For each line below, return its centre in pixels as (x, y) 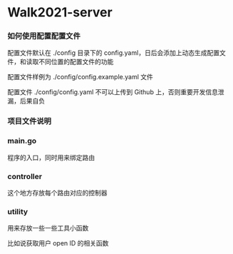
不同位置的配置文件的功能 (76, 62)
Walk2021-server (60, 12)
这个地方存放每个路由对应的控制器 (57, 193)
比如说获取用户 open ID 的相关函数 (58, 243)
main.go (22, 141)
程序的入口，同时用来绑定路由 (51, 157)
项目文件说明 (30, 121)
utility (18, 211)
